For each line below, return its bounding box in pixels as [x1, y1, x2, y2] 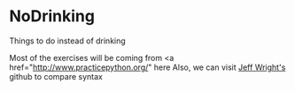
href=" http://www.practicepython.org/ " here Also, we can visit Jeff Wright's [9, 62, 286, 72]
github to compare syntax [9, 71, 104, 81]
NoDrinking [9, 6, 96, 27]
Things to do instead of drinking [9, 35, 126, 46]
